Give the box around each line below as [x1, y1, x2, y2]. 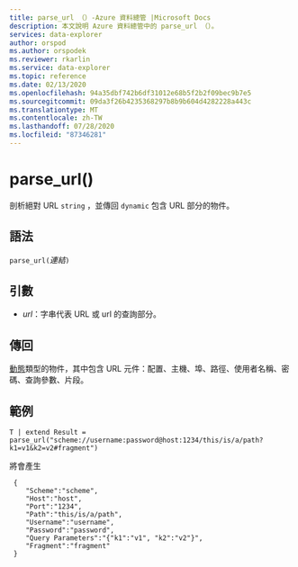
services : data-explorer [9, 30, 103, 39]
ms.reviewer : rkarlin [9, 55, 91, 64]
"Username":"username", [25, 518, 115, 527]
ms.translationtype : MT [9, 105, 99, 114]
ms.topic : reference [9, 72, 87, 81]
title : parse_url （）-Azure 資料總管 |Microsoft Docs [9, 13, 212, 22]
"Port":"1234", [25, 502, 83, 511]
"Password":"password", [25, 526, 115, 535]
